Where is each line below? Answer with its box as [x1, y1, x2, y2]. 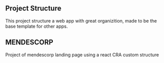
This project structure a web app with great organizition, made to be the [5, 17, 157, 24]
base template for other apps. [5, 23, 68, 29]
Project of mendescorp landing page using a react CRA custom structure [5, 51, 159, 58]
